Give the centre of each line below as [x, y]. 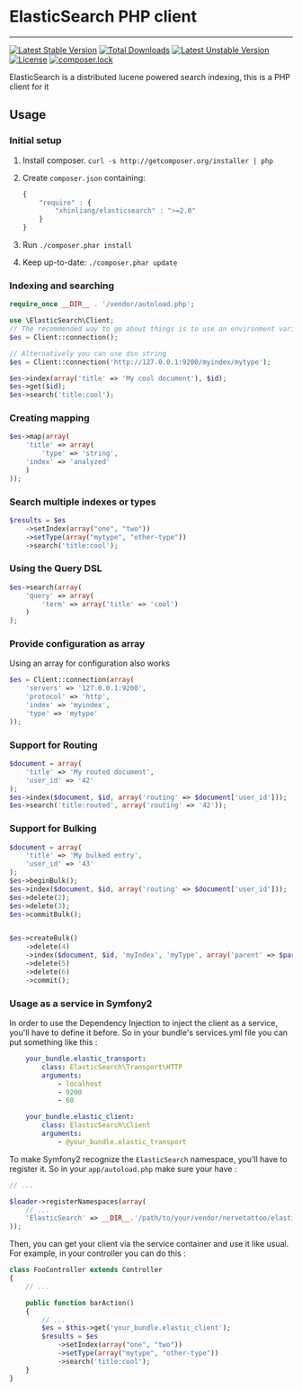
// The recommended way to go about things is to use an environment [142, 329]
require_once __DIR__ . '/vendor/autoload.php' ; [102, 305]
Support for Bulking [53, 829]
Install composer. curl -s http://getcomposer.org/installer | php [148, 160]
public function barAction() [80, 1303]
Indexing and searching [62, 286]
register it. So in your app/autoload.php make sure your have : [123, 1168]
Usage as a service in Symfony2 [81, 1004]
